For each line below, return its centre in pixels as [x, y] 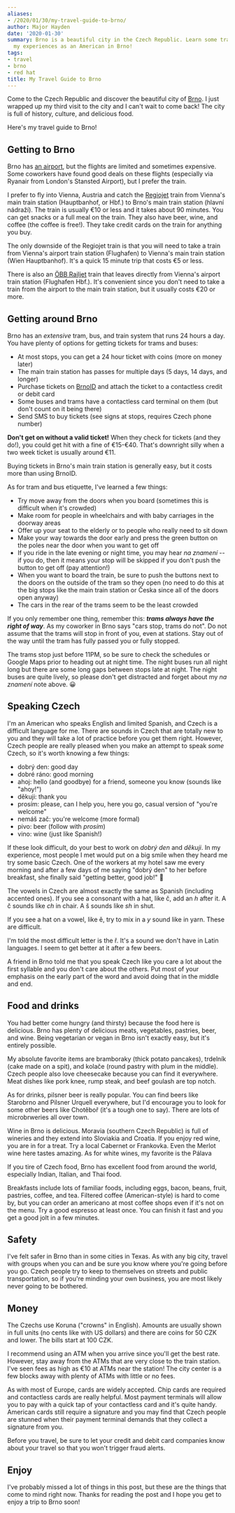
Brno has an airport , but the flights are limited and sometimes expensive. [112, 166]
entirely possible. [32, 1045]
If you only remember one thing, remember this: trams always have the [111, 619]
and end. [20, 984]
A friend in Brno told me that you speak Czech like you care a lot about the [115, 961]
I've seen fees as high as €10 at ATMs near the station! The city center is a [114, 1368]
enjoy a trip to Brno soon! [44, 1502]
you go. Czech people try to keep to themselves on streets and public [108, 1272]
